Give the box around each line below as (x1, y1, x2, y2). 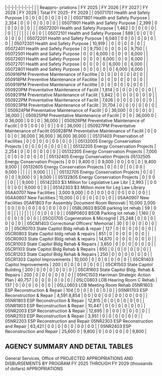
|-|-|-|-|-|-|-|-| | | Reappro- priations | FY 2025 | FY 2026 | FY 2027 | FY (5, 5, 148, 10)
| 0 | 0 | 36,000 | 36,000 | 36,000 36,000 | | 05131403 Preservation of (5, 133, 144, 139)
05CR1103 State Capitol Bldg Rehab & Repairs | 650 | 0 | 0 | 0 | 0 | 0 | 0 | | (5, 246, 151, 252)
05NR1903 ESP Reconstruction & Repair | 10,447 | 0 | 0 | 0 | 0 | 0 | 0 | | (5, 303, 146, 308)
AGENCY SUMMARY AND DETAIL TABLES (5, 343, 133, 351)
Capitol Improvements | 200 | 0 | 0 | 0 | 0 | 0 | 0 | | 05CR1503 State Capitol (5, 262, 153, 267)
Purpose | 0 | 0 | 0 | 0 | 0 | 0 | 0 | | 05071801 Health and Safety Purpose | (5, 15, 150, 20)
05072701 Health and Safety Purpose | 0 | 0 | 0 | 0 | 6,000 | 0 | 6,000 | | (5, 61, 148, 67)
